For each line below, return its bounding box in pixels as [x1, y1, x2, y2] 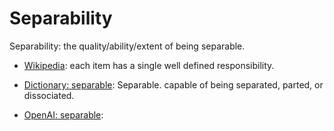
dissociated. [23, 89, 75, 101]
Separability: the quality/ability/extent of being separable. [9, 40, 246, 52]
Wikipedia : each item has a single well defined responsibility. [23, 59, 275, 71]
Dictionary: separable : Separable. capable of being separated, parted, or [23, 78, 324, 91]
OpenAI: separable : [23, 108, 104, 121]
